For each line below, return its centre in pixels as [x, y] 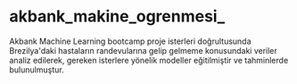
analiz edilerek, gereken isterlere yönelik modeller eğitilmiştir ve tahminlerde [149, 60]
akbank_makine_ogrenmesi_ [117, 17]
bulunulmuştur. [37, 70]
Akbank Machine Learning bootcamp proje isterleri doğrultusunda [130, 41]
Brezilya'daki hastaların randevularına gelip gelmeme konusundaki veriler [144, 50]
